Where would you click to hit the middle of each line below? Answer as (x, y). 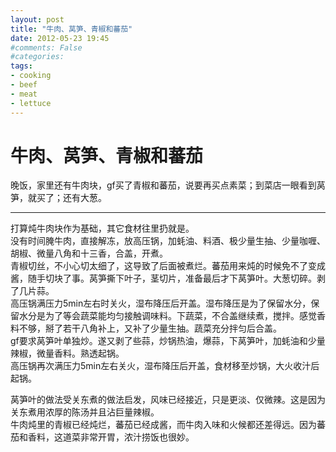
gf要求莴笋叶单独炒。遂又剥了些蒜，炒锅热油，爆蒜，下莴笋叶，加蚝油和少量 (168, 341)
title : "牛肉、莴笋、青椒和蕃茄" (71, 29)
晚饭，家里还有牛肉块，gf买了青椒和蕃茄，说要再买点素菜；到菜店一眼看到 (163, 185)
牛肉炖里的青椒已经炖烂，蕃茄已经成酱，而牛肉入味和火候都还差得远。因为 (163, 425)
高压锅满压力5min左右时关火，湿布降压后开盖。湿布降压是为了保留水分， (161, 303)
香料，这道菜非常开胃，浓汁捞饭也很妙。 (111, 437)
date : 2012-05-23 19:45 (60, 38)
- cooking (31, 76)
